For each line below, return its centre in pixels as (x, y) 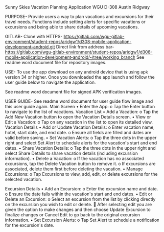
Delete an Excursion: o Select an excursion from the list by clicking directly (80, 199)
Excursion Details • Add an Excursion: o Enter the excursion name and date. (82, 189)
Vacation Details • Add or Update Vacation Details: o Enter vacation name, (80, 127)
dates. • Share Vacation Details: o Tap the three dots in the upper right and (80, 148)
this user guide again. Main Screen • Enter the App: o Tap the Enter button (80, 106)
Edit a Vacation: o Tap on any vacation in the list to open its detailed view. (79, 122)
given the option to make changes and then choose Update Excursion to (78, 209)
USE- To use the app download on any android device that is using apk (77, 72)
